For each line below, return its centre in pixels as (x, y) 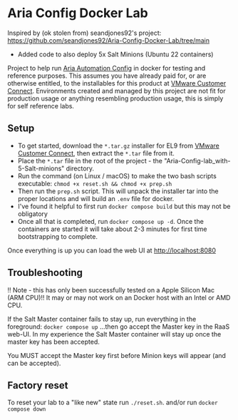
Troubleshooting (45, 273)
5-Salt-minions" (41, 168)
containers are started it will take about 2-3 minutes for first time (113, 229)
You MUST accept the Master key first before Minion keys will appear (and (117, 355)
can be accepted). (34, 363)
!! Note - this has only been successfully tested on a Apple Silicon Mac (111, 290)
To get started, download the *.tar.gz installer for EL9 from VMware (118, 145)
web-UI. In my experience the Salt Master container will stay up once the (114, 334)
